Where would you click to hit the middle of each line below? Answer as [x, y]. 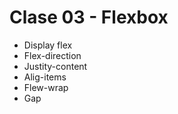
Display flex [48, 45]
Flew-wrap [46, 87]
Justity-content [55, 66]
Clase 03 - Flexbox [89, 17]
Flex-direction [52, 55]
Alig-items [45, 77]
